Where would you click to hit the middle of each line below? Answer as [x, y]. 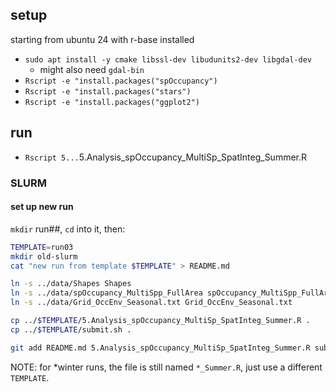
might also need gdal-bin [92, 69]
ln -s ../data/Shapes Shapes [71, 284]
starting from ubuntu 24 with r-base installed [102, 39]
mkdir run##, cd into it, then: [68, 229]
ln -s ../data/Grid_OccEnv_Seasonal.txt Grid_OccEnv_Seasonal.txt [151, 303]
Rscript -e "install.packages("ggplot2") [112, 102]
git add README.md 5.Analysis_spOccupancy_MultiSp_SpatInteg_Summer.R [160, 348]
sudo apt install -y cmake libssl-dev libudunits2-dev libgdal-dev [168, 59]
